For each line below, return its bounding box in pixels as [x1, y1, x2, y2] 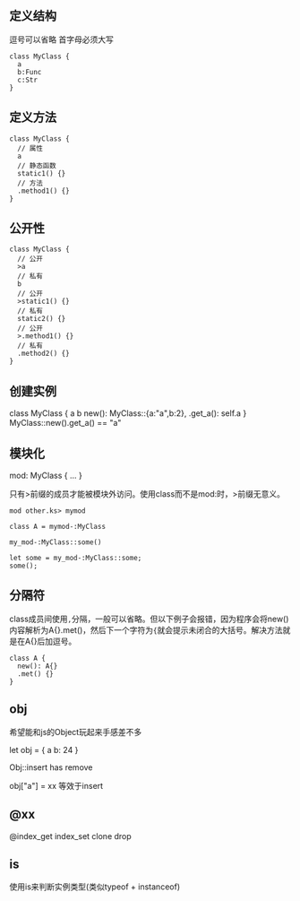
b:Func [17, 67, 42, 76]
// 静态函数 [17, 160, 56, 170]
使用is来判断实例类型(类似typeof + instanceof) [9, 881, 181, 892]
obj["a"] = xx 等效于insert [9, 780, 104, 791]
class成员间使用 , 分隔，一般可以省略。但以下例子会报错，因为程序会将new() [9, 613, 289, 624]
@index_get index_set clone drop [9, 830, 132, 841]
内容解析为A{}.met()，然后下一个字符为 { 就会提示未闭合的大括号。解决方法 [9, 624, 284, 635]
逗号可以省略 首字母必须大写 [9, 34, 114, 45]
